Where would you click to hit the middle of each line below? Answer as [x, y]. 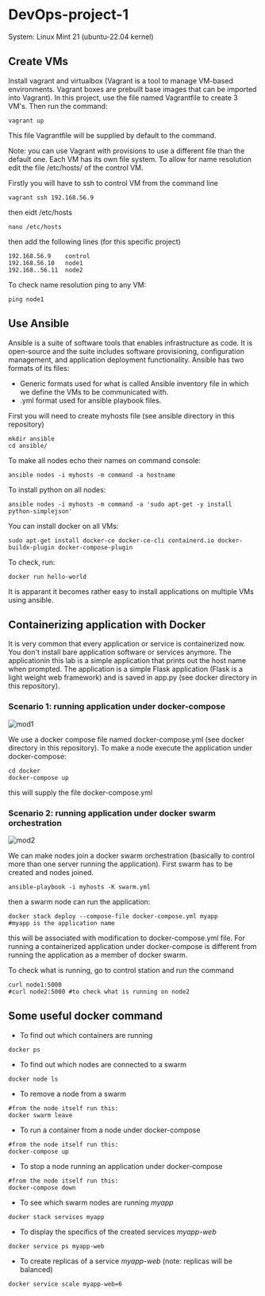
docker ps [25, 1050]
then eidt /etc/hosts [40, 212]
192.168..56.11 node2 [46, 270]
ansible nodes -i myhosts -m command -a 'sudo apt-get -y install [120, 504]
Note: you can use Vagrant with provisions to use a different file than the [127, 150]
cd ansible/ [28, 445]
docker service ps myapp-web [56, 1246]
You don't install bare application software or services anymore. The [120, 652]
